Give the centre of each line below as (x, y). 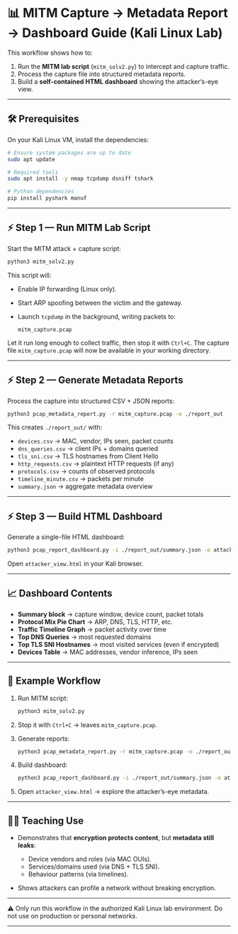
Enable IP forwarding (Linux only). (67, 289)
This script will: (29, 275)
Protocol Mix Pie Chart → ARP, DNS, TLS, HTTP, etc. (95, 621)
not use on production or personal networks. (73, 916)
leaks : (27, 845)
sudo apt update (31, 159)
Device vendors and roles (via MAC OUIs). (90, 859)
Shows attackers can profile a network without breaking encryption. (117, 888)
